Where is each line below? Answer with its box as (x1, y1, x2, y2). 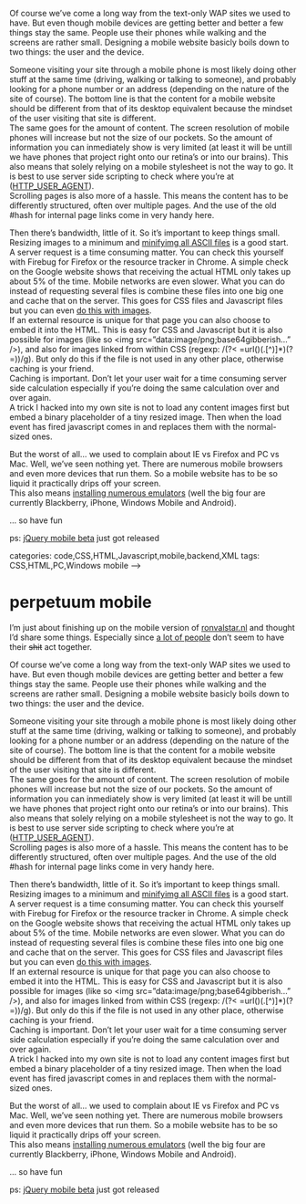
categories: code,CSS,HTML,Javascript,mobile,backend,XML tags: (9, 550, 260, 560)
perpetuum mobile (9, 592, 152, 612)
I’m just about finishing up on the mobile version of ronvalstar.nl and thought (9, 622, 296, 633)
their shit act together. (9, 641, 93, 652)
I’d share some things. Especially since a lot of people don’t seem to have (9, 632, 285, 643)
